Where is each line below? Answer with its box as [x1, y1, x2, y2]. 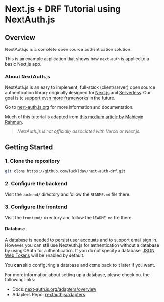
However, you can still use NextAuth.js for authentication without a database [5, 242, 159, 248]
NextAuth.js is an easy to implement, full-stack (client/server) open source [5, 84, 156, 90]
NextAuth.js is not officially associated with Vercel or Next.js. [17, 128, 141, 134]
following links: [5, 277, 35, 282]
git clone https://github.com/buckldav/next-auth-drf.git [5, 168, 126, 174]
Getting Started [5, 143, 53, 151]
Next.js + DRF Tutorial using [5, 3, 121, 15]
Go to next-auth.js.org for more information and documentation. [5, 104, 134, 110]
